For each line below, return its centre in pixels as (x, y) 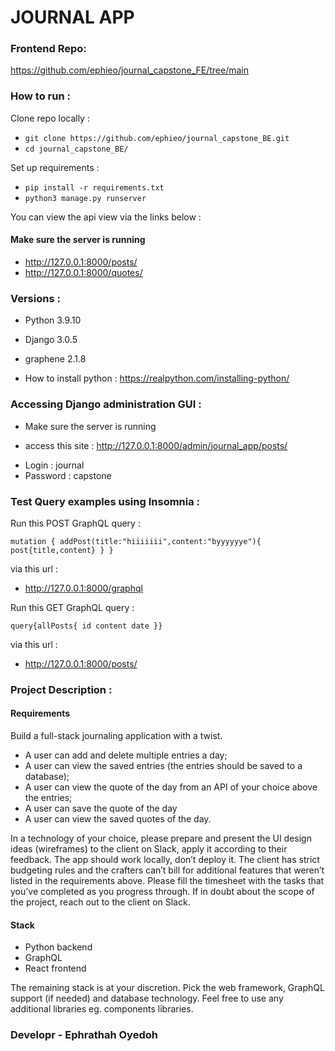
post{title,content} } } (62, 550)
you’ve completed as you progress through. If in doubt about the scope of (162, 891)
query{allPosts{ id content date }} (86, 626)
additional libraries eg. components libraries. (102, 1009)
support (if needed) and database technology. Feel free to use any (147, 998)
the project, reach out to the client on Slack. (100, 902)
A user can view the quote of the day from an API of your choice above (171, 787)
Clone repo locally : (50, 118)
